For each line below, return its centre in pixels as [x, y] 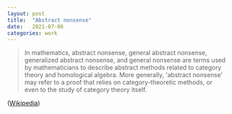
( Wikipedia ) [24, 103]
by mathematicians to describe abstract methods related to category [123, 67]
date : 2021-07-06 [36, 26]
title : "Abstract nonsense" [49, 20]
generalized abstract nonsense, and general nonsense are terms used [125, 60]
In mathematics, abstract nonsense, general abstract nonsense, [116, 53]
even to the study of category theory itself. [86, 90]
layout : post [26, 14]
